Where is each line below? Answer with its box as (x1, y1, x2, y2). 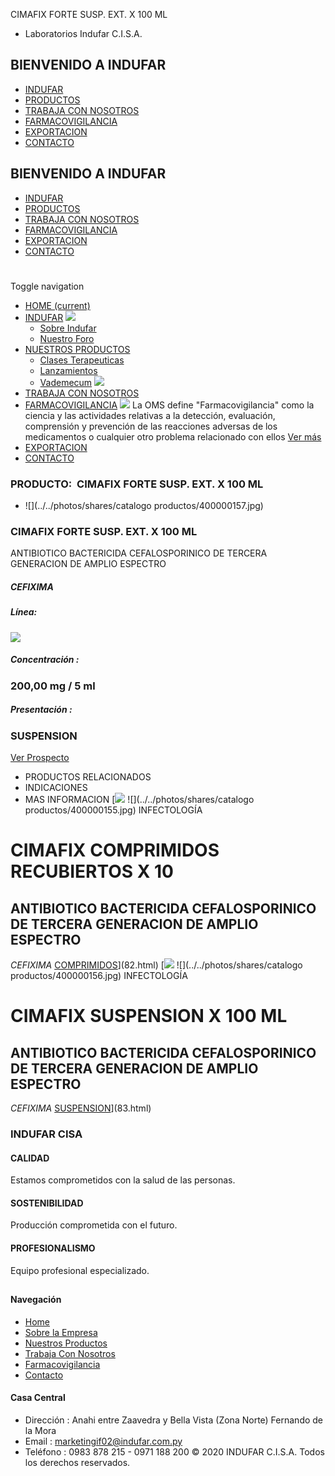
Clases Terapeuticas (39, 354, 125, 366)
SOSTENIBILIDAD (10, 1197, 84, 1209)
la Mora (24, 1424, 57, 1436)
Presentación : (10, 704, 73, 716)
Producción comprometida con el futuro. (10, 1219, 178, 1231)
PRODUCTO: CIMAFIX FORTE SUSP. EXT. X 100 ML (10, 477, 264, 491)
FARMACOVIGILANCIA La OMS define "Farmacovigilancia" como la (24, 399, 315, 411)
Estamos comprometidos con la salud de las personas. (10, 1174, 236, 1186)
